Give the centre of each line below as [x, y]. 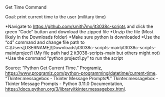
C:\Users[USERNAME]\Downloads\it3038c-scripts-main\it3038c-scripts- [80, 48]
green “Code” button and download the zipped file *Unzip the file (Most [79, 32]
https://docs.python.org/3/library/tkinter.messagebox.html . [66, 89]
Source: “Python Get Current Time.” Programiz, [54, 68]
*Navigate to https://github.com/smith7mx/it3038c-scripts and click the [79, 26]
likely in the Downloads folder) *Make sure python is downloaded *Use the [83, 37]
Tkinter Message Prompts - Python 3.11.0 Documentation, [64, 84]
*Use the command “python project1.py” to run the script [64, 58]
